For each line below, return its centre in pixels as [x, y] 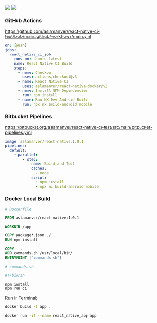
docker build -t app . [28, 307]
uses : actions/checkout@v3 [50, 77]
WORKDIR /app [18, 227]
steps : [20, 68]
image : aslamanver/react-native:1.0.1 [44, 141]
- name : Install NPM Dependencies [53, 91]
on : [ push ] [16, 45]
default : [18, 150]
